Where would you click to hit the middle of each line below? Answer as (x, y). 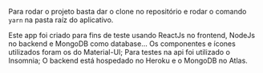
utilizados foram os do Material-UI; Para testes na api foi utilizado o (119, 52)
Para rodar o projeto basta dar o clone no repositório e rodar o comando (127, 12)
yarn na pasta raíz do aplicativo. (61, 20)
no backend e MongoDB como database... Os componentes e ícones (122, 44)
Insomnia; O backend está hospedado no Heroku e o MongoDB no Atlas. (128, 60)
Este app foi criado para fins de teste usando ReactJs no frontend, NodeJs (131, 35)
